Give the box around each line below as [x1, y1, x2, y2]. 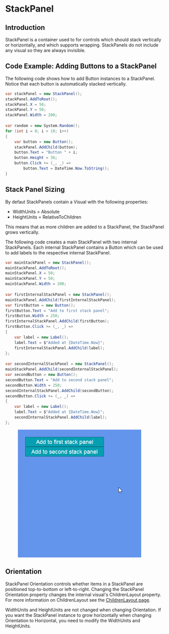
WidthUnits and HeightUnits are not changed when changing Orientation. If [5, 607, 161, 613]
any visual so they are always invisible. [5, 48, 86, 53]
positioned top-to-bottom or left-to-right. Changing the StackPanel [5, 586, 144, 592]
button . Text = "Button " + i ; [14, 150, 78, 155]
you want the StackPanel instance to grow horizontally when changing [5, 612, 152, 618]
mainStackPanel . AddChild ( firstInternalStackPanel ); [5, 297, 116, 303]
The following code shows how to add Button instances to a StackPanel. [5, 75, 155, 81]
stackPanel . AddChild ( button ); [14, 145, 78, 150]
